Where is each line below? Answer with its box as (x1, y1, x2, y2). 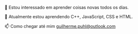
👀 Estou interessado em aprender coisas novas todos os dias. (4, 5, 129, 10)
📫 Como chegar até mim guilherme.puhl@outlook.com (4, 23, 116, 29)
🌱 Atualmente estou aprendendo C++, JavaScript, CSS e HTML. (4, 14, 133, 19)
